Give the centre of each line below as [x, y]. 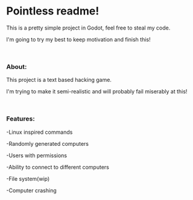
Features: [21, 119]
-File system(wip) [28, 178]
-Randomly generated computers [48, 143]
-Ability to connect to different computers [58, 167]
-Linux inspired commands [40, 132]
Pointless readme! [53, 11]
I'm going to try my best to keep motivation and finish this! [78, 39]
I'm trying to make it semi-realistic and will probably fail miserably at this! [97, 92]
